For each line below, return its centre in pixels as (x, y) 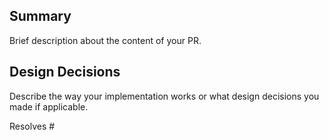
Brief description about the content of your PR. (105, 40)
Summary (40, 16)
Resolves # (32, 126)
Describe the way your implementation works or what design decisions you (164, 96)
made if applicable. (49, 106)
